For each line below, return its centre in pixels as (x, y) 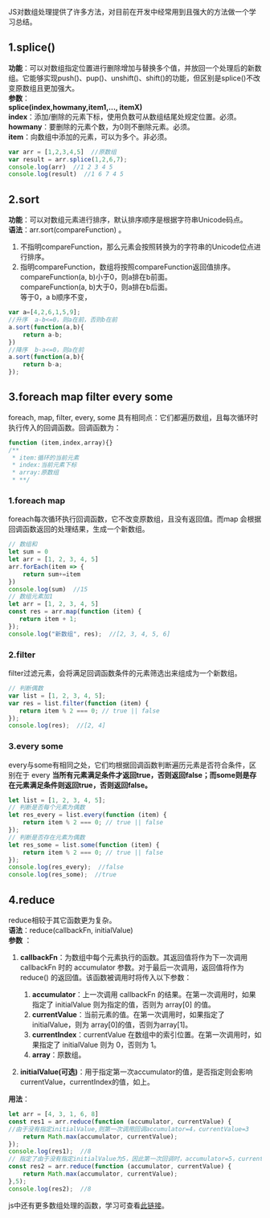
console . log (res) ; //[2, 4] (57, 725)
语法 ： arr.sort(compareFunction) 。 (67, 230)
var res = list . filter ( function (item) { (79, 703)
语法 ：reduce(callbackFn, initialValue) (71, 930)
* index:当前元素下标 (44, 465)
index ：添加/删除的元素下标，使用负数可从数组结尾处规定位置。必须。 (125, 116)
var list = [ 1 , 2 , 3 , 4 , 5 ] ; (57, 696)
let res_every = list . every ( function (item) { (88, 815)
